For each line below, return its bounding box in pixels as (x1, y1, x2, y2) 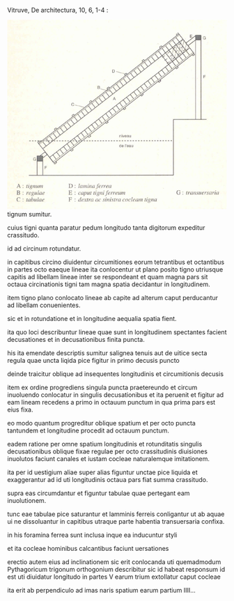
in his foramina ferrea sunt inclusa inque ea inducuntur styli (7, 531, 178, 539)
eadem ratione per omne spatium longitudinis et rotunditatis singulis (7, 440, 203, 448)
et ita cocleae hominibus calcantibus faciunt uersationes (7, 545, 169, 553)
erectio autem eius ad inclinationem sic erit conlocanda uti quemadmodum (7, 558, 221, 566)
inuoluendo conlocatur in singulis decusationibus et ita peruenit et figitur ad (7, 391, 224, 399)
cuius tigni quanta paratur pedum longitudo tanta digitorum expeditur (7, 224, 205, 232)
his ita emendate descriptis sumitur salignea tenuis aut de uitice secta (7, 349, 208, 357)
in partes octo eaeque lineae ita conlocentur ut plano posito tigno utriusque (7, 265, 224, 274)
